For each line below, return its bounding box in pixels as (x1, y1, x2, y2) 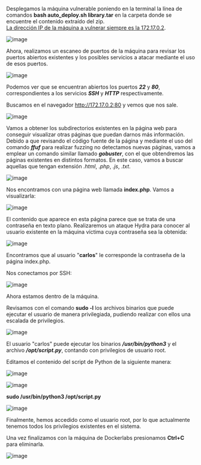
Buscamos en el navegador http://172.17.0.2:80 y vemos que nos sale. (6, 101, 178, 108)
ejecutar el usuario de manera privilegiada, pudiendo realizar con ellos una (6, 311, 191, 318)
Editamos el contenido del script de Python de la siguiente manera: (6, 358, 172, 365)
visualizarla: (6, 192, 36, 200)
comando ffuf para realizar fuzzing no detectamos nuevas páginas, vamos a (6, 144, 196, 150)
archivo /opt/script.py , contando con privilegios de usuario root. (6, 347, 167, 354)
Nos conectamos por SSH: (6, 270, 72, 276)
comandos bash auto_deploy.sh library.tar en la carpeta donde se (6, 11, 172, 19)
